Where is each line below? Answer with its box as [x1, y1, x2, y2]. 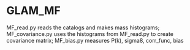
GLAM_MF [6, 4, 61, 18]
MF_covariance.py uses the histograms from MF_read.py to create [6, 30, 173, 37]
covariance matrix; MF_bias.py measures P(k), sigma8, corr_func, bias [6, 37, 184, 44]
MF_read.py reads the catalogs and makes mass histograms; [6, 24, 160, 31]
